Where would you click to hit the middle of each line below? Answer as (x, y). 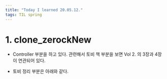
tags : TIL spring (24, 15)
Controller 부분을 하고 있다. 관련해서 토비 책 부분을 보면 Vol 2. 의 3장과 (83, 54)
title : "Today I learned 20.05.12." (44, 10)
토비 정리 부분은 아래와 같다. (40, 71)
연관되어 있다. (32, 61)
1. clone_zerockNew (48, 40)
